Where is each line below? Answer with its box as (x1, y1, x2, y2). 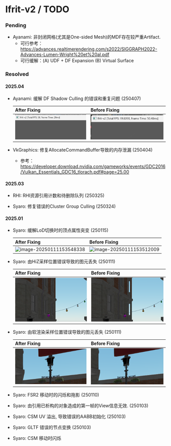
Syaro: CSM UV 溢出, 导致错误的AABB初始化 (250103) (12, 413, 126, 419)
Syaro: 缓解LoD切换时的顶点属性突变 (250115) (12, 227, 108, 233)
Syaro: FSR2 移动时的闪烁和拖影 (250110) (12, 391, 99, 398)
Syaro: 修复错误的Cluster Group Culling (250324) (12, 203, 116, 210)
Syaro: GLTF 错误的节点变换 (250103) (12, 424, 92, 430)
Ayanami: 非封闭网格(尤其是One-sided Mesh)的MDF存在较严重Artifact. (12, 34, 161, 40)
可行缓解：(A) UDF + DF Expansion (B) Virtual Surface (20, 58, 134, 64)
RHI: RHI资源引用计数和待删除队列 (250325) (12, 192, 105, 199)
